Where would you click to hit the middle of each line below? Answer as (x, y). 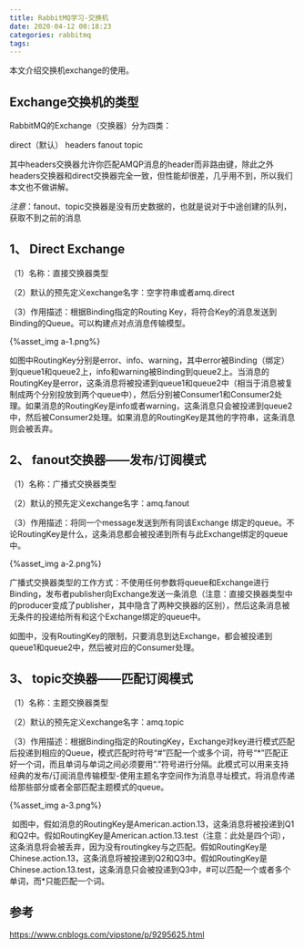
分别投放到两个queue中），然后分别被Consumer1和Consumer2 (157, 394)
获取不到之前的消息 (46, 218)
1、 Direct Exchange (67, 249)
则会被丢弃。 (33, 428)
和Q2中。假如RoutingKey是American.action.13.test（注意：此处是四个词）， (150, 835)
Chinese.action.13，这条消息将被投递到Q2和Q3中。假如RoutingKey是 (139, 858)
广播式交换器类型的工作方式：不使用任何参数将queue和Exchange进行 (140, 582)
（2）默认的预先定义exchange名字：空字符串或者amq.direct (122, 292)
